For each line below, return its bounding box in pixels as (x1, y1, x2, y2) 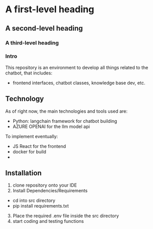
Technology (5, 94, 44, 103)
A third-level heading (5, 39, 59, 46)
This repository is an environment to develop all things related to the (5, 64, 148, 70)
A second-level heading (5, 24, 83, 33)
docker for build (12, 148, 47, 155)
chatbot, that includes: (5, 70, 53, 76)
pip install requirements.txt (12, 203, 69, 209)
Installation (5, 169, 42, 177)
